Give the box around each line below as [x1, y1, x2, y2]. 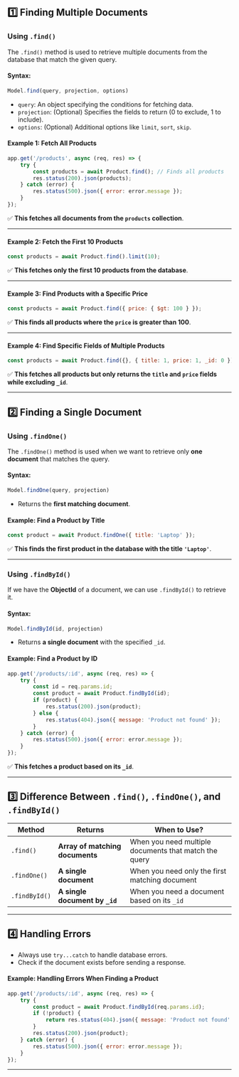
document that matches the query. [7, 454, 110, 463]
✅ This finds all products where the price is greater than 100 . [7, 318, 191, 326]
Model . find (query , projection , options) [7, 87, 129, 95]
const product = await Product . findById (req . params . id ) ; [33, 1003, 205, 1010]
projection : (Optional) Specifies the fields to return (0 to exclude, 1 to [17, 107, 222, 116]
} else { [33, 709, 59, 717]
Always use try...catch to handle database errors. [17, 950, 168, 959]
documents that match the [129, 845, 218, 855]
